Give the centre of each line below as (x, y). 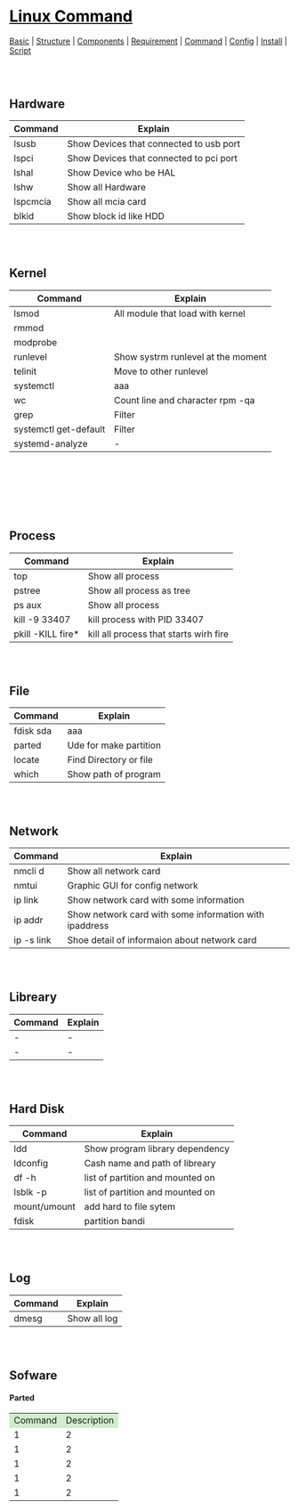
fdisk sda (32, 731)
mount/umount (44, 1206)
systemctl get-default (60, 429)
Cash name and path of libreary (150, 1164)
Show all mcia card (107, 202)
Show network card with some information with (166, 914)
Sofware (33, 1375)
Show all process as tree (139, 590)
